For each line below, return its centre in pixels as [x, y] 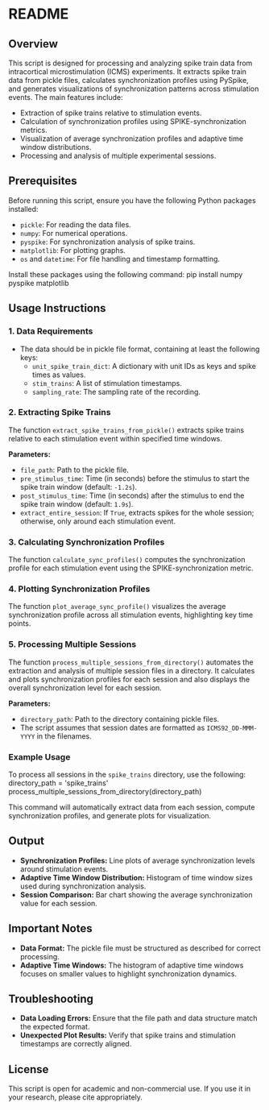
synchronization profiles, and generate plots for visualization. [110, 815]
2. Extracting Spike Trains [60, 412]
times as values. [59, 375]
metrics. [34, 130]
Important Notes [50, 928]
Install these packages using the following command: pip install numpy [126, 274]
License [29, 1069]
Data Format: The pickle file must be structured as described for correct [140, 948]
